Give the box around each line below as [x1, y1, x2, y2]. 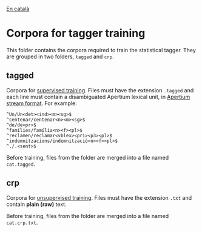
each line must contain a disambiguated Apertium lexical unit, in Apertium [6, 93, 190, 100]
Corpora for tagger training [6, 27, 146, 40]
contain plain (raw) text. [6, 200, 67, 208]
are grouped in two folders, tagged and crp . [6, 53, 114, 60]
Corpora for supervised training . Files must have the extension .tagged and [6, 86, 194, 94]
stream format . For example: [6, 100, 77, 107]
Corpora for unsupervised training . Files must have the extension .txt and [6, 194, 192, 201]
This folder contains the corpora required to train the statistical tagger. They [6, 46, 196, 53]
